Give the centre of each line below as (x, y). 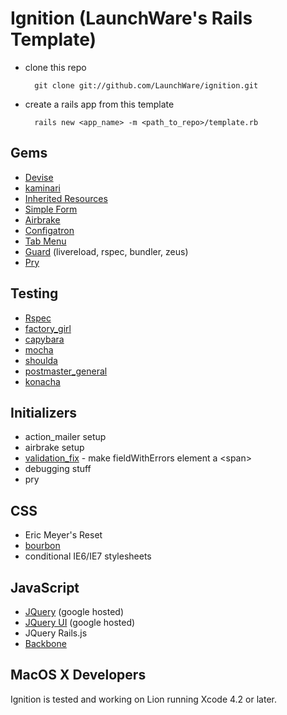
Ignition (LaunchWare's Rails (131, 18)
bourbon (42, 546)
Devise (39, 177)
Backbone (45, 643)
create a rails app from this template (99, 104)
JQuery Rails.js (56, 633)
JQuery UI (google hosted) (80, 622)
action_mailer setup (65, 437)
